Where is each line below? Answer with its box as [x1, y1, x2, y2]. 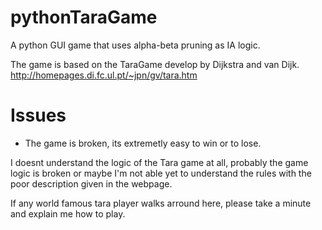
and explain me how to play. [10, 207, 126, 220]
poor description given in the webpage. [10, 177, 173, 190]
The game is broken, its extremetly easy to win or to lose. [24, 137, 262, 149]
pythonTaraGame [10, 6, 158, 29]
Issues [10, 104, 67, 127]
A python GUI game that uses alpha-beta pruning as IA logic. [10, 39, 261, 51]
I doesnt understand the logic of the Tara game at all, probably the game [10, 156, 309, 168]
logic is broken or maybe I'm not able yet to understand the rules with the [10, 167, 312, 179]
